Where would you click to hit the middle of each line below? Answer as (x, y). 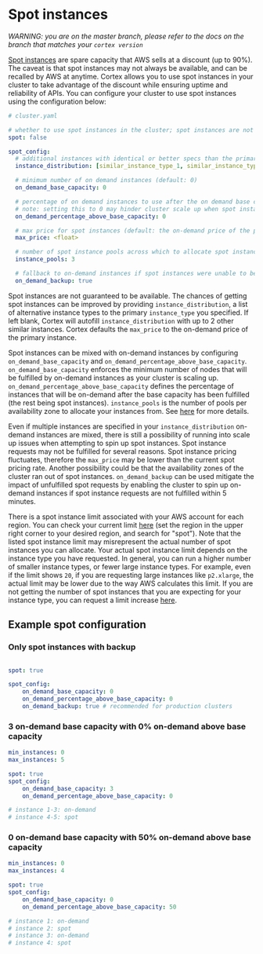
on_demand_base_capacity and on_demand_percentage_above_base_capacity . (128, 361)
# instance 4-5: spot (43, 817)
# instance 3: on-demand (49, 936)
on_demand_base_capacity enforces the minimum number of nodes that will (128, 369)
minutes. (22, 501)
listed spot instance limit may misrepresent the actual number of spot (120, 541)
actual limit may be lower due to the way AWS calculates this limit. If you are (131, 583)
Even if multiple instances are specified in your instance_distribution (121, 426)
